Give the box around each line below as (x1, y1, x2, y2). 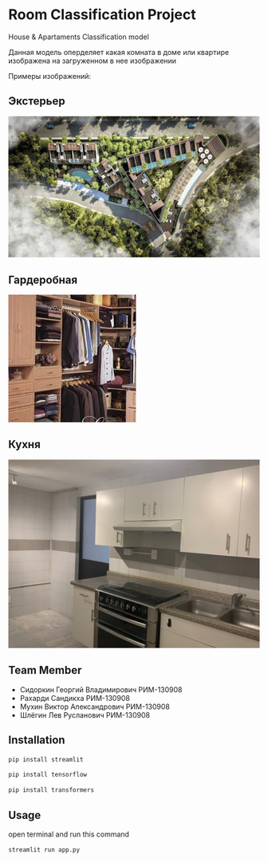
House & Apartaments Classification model (8, 32, 149, 41)
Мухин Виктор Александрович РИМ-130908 (19, 702, 170, 711)
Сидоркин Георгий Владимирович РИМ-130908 (19, 684, 183, 695)
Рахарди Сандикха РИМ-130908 (19, 693, 130, 703)
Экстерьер (8, 94, 65, 108)
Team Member (8, 663, 82, 677)
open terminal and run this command (8, 829, 130, 839)
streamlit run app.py (8, 845, 81, 854)
